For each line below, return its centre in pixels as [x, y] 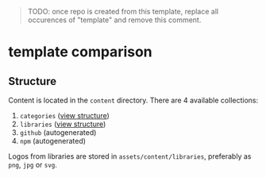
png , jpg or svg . [33, 165]
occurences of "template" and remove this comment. [114, 20]
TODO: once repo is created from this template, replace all [123, 12]
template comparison [80, 52]
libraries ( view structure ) [63, 124]
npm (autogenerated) [52, 141]
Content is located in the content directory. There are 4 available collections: [133, 100]
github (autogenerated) [58, 133]
